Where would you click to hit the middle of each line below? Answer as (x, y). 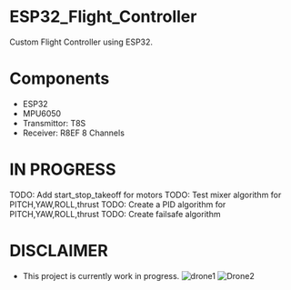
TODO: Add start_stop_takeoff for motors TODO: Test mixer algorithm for (145, 195)
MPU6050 (42, 113)
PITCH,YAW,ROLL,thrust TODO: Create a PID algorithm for (118, 204)
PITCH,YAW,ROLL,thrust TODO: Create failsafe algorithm (115, 214)
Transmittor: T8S (54, 123)
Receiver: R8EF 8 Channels (74, 133)
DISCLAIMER (59, 251)
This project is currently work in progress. (101, 275)
